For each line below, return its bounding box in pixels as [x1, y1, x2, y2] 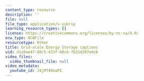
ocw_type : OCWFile [5, 36, 44, 41]
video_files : [5, 54, 33, 59]
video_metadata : [5, 63, 39, 68]
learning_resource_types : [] [5, 26, 67, 31]
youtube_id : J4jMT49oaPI [10, 68, 62, 73]
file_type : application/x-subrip [5, 21, 76, 27]
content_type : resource [5, 7, 56, 13]
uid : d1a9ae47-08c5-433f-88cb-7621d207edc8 [5, 49, 99, 54]
